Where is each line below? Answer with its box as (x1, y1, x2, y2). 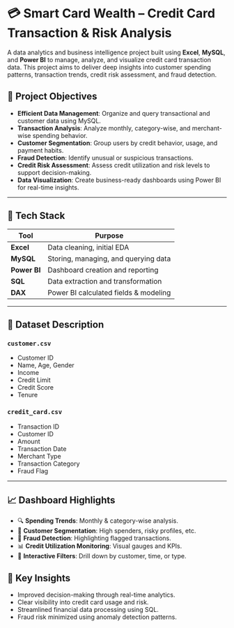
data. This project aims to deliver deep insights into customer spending (7, 63, 211, 71)
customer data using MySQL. (17, 116, 101, 125)
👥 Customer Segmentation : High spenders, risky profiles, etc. (17, 527, 196, 535)
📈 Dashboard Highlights (7, 494, 116, 506)
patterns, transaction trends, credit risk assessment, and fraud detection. (7, 70, 217, 79)
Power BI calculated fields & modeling (47, 287, 171, 297)
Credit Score (17, 383, 54, 392)
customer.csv (7, 339, 52, 347)
